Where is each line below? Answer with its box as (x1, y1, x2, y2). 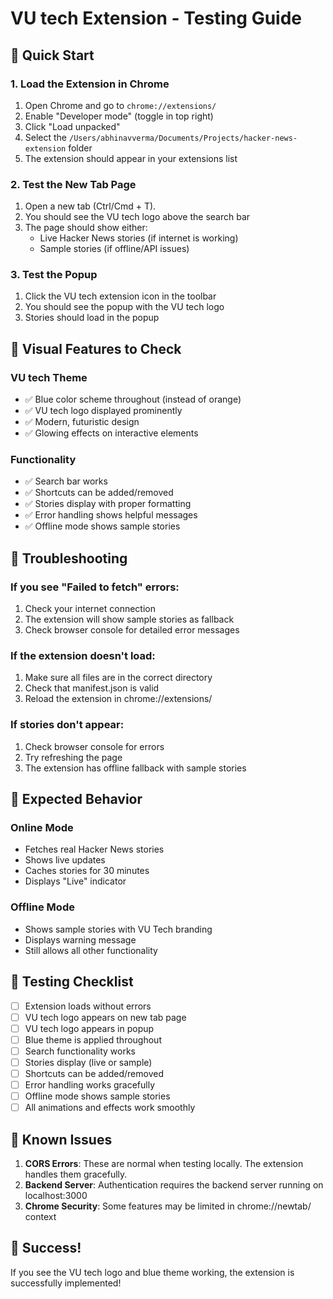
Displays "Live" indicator (24, 875, 127, 887)
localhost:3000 (24, 1189, 88, 1201)
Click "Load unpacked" (24, 120, 121, 132)
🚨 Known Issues (10, 1131, 113, 1148)
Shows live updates (24, 854, 106, 866)
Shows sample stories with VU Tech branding (24, 923, 213, 935)
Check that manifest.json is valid (24, 682, 160, 694)
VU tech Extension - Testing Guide (10, 7, 303, 30)
